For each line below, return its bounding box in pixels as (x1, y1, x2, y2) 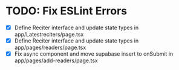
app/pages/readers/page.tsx (14, 44, 86, 51)
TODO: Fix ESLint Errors (5, 4, 128, 18)
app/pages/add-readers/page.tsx (14, 57, 98, 64)
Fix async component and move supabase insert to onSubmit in (14, 50, 174, 57)
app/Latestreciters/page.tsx (14, 31, 84, 38)
